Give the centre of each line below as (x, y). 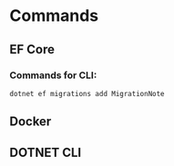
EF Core (32, 49)
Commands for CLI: (53, 75)
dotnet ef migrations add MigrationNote (87, 93)
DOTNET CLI (46, 152)
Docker (31, 122)
